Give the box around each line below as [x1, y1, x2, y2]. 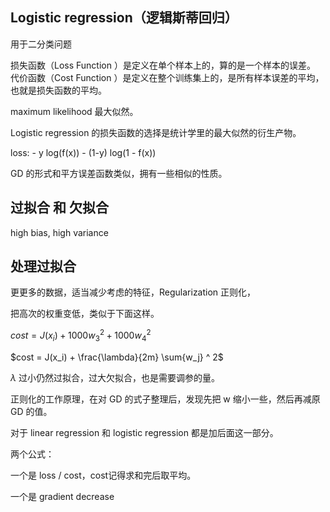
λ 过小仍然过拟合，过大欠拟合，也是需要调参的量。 [10, 371, 220, 383]
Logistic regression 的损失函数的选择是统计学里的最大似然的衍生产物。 [10, 126, 302, 138]
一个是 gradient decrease [10, 490, 115, 502]
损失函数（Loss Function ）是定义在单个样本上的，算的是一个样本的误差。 [10, 59, 316, 71]
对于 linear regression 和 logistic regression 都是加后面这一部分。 [10, 426, 279, 438]
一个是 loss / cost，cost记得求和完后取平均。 [10, 469, 197, 481]
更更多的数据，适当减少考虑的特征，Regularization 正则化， [10, 286, 257, 298]
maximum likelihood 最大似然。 [10, 105, 139, 117]
